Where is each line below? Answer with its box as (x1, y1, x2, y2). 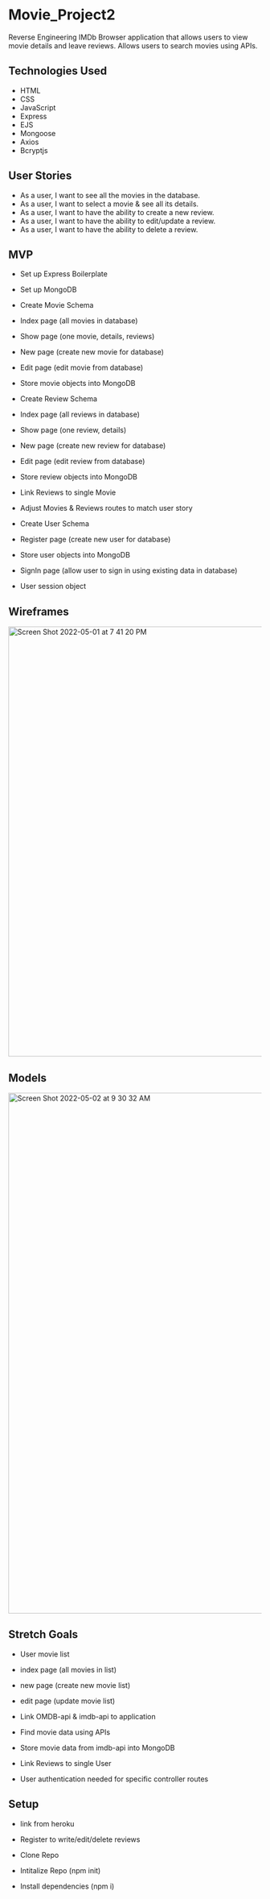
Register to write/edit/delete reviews (19, 1835, 141, 1844)
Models (8, 1071, 47, 1084)
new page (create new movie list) (19, 1680, 131, 1690)
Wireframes (8, 604, 70, 618)
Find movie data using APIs (19, 1727, 111, 1737)
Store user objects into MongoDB (19, 550, 131, 560)
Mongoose (19, 128, 56, 138)
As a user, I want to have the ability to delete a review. (19, 224, 198, 234)
